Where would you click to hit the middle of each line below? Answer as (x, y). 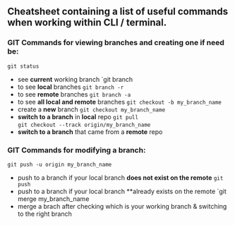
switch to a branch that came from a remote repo (90, 132)
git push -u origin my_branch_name (60, 164)
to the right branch (44, 214)
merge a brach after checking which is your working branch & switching (122, 206)
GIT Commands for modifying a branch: (77, 150)
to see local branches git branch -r (71, 87)
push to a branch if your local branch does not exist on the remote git (120, 177)
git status (23, 66)
